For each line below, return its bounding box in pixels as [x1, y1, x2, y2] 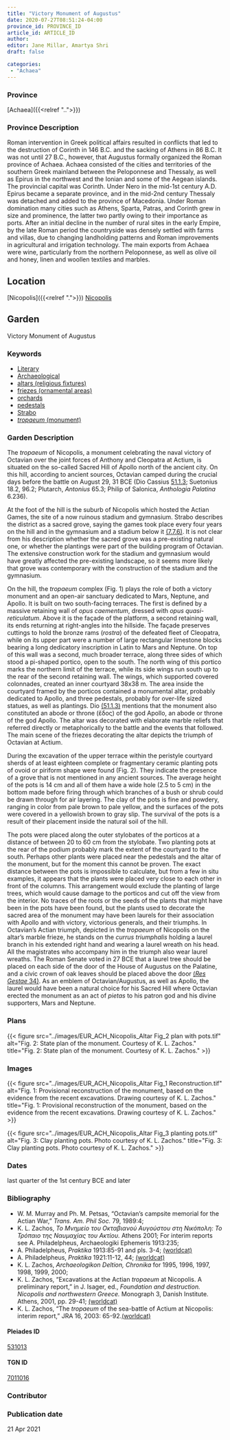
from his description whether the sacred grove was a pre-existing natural [7, 535, 214, 544]
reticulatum [7, 614, 40, 623]
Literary [16, 365, 40, 373]
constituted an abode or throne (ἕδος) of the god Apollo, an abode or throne [7, 709, 223, 718]
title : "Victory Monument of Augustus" [7, 10, 122, 17]
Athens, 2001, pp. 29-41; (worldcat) [16, 1297, 118, 1305]
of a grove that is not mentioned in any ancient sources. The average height [7, 773, 222, 782]
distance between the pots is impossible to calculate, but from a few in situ [7, 868, 219, 876]
